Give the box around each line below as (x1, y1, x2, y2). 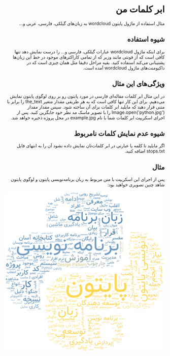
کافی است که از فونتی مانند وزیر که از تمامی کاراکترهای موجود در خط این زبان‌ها (13, 54, 165, 60)
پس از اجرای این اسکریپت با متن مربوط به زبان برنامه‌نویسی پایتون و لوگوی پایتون (10, 176, 165, 182)
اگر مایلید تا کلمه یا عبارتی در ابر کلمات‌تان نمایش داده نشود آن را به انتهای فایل (16, 143, 165, 149)
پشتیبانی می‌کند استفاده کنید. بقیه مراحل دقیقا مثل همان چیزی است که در (26, 59, 165, 66)
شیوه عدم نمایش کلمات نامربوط (74, 129, 165, 138)
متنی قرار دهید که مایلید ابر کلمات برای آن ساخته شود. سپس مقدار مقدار (27, 104, 165, 110)
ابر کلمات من (115, 4, 165, 15)
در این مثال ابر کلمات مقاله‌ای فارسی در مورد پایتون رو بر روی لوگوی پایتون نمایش (10, 93, 165, 99)
